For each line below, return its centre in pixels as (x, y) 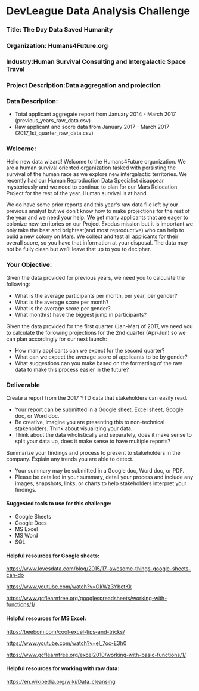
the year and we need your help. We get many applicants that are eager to (97, 218)
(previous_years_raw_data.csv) (53, 121)
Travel (15, 69)
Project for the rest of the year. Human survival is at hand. (77, 193)
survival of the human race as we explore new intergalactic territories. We (97, 174)
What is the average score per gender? (63, 308)
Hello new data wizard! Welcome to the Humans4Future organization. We (96, 162)
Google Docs (31, 523)
